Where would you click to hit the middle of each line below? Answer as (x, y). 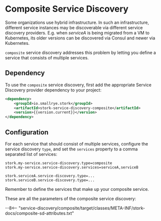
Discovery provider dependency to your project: (53, 90)
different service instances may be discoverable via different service (74, 27)
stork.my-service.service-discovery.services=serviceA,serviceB (72, 167)
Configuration (27, 132)
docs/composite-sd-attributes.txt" (40, 213)
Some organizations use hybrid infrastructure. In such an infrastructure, (77, 22)
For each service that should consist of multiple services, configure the (77, 144)
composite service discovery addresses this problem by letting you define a (80, 53)
